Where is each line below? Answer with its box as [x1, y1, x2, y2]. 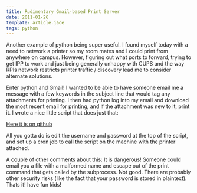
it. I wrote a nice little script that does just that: [6, 109, 119, 116]
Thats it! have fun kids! [6, 181, 62, 188]
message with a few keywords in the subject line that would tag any [6, 90, 170, 97]
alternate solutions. [6, 73, 53, 80]
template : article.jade [6, 19, 65, 25]
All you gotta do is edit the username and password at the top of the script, [6, 132, 189, 139]
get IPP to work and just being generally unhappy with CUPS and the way [6, 60, 185, 67]
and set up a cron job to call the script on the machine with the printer [6, 138, 176, 145]
